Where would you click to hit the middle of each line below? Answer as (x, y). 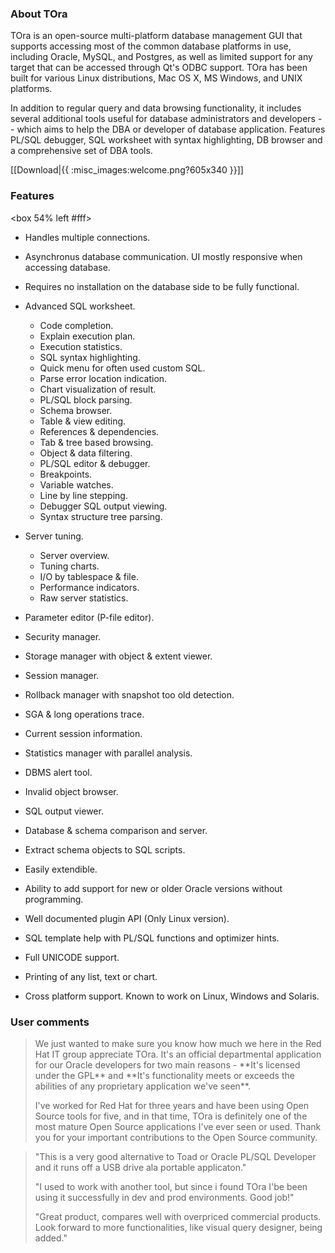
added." (51, 1238)
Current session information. (83, 733)
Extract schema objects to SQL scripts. (105, 849)
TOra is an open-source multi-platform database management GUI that (156, 36)
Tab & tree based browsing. (96, 442)
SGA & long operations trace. (84, 714)
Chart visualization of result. (98, 389)
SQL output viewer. (64, 811)
